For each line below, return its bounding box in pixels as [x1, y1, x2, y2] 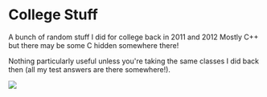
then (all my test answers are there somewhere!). [8, 64, 171, 74]
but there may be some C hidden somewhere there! [8, 40, 179, 50]
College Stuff [8, 6, 98, 24]
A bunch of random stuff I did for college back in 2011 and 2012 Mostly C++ [8, 32, 259, 42]
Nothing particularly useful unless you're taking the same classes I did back [8, 56, 260, 66]
